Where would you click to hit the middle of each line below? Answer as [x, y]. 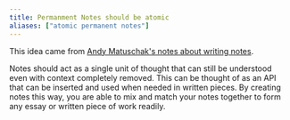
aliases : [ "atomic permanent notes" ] [79, 26]
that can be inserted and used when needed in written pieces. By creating [145, 87]
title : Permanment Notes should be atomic [89, 17]
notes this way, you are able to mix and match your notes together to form [145, 96]
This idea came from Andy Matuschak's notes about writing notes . [132, 51]
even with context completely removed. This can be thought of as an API [143, 77]
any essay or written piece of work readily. [87, 106]
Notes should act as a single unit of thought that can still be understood [141, 68]
